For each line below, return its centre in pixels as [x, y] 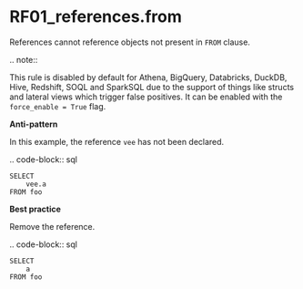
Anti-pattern [34, 124]
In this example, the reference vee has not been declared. [117, 141]
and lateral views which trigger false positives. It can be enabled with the [146, 97]
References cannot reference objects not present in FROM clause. [130, 42]
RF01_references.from [96, 17]
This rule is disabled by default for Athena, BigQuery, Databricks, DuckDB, [148, 77]
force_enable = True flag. [58, 106]
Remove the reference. [52, 226]
